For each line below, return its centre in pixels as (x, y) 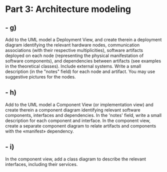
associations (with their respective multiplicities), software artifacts (74, 50)
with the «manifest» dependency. (39, 131)
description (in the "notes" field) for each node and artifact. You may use (80, 71)
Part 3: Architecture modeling (68, 9)
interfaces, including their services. (41, 164)
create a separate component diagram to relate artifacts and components (81, 125)
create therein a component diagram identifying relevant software (73, 110)
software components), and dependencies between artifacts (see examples (83, 61)
